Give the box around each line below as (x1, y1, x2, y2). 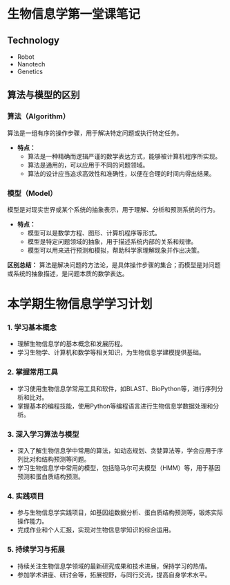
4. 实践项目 (7, 491, 44, 501)
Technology (7, 34, 60, 46)
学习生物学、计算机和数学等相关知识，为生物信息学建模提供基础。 (17, 348, 205, 357)
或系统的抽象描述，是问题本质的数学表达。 (7, 269, 128, 278)
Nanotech (17, 60, 46, 68)
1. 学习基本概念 (7, 323, 57, 332)
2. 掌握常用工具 (7, 368, 59, 377)
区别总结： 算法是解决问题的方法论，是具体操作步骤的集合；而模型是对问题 (7, 260, 221, 269)
